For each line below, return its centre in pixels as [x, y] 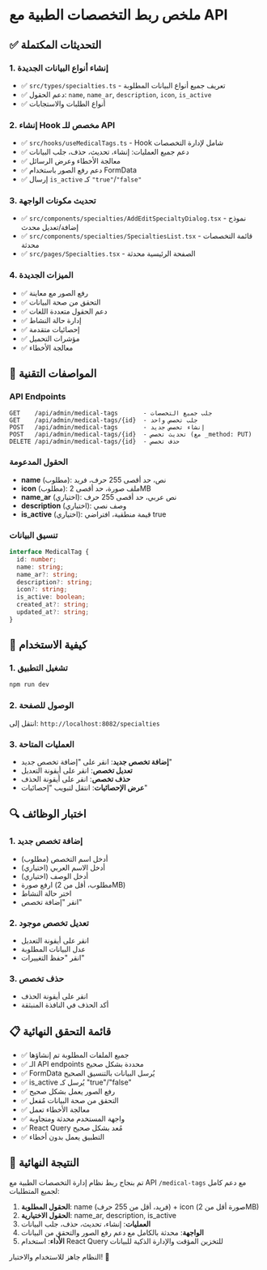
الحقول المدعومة [38, 462]
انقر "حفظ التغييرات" [53, 957]
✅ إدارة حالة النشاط [51, 320]
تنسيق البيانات [34, 535]
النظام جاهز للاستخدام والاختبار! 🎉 [59, 1256]
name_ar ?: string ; [48, 574]
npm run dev [29, 685]
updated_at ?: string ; [53, 612]
